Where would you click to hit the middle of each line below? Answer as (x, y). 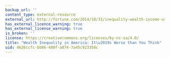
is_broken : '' (20, 33)
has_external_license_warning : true (44, 29)
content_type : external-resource (40, 15)
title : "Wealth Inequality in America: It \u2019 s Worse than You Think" (83, 43)
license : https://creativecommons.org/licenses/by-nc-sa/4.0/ (72, 38)
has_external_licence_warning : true (44, 24)
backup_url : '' (21, 10)
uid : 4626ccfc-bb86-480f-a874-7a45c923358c (52, 47)
